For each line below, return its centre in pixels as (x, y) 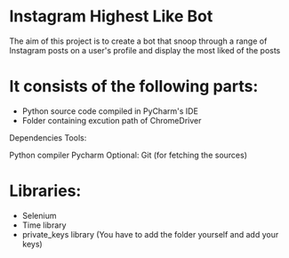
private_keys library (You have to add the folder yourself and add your (150, 234)
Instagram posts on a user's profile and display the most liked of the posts (145, 50)
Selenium (39, 215)
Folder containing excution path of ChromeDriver (112, 120)
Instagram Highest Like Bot (111, 16)
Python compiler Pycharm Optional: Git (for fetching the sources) (128, 155)
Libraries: (45, 191)
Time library (44, 225)
